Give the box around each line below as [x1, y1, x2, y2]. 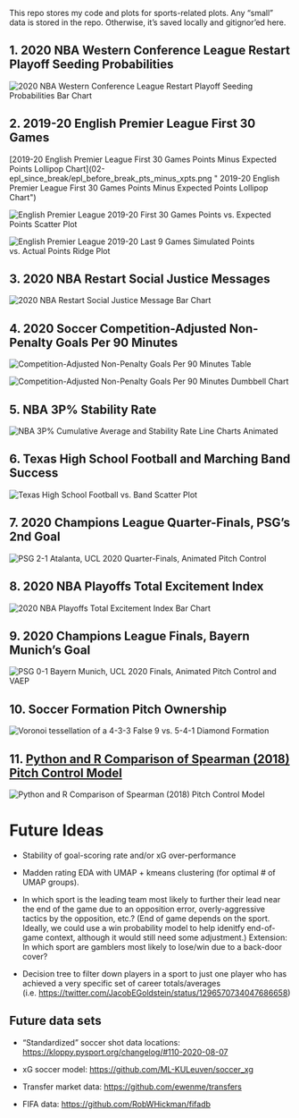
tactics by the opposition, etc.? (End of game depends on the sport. [21, 912, 270, 924]
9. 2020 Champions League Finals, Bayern [9, 628, 250, 643]
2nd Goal [9, 529, 61, 545]
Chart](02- [65, 163, 105, 174]
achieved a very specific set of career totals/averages [21, 978, 221, 988]
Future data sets [9, 1013, 102, 1029]
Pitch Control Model [9, 765, 122, 781]
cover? [21, 951, 48, 961]
